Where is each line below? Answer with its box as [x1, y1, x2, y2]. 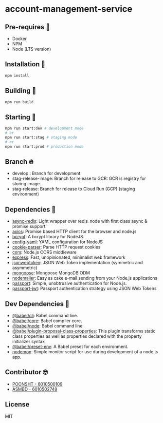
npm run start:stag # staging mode [5, 135, 77, 140]
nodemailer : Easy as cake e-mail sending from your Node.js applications [12, 275, 158, 281]
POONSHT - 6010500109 [12, 381, 63, 387]
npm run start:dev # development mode [5, 126, 84, 131]
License [5, 401, 30, 409]
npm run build [5, 99, 34, 104]
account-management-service [5, 3, 133, 15]
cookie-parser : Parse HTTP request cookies [12, 244, 101, 250]
